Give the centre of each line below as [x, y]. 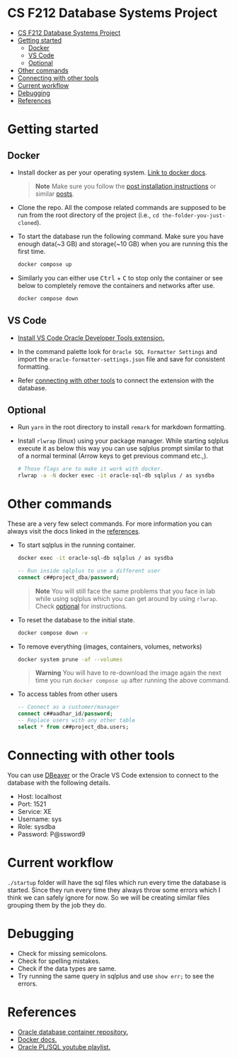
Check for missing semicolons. [63, 953]
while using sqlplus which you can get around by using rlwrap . [126, 598]
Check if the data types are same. [67, 968]
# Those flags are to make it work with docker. [91, 469]
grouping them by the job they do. [57, 905]
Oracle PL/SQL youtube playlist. [64, 1047]
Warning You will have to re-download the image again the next [128, 673]
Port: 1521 [32, 804]
